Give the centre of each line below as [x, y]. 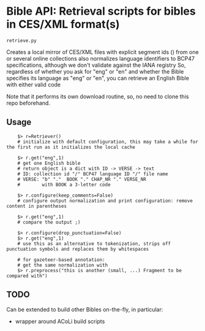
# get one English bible [49, 163]
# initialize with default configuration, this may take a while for [108, 142]
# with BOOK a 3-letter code [64, 185]
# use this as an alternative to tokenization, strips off [94, 243]
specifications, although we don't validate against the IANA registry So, [96, 65]
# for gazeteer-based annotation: [61, 260]
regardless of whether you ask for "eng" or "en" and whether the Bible [95, 71]
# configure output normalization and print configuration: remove [105, 200]
